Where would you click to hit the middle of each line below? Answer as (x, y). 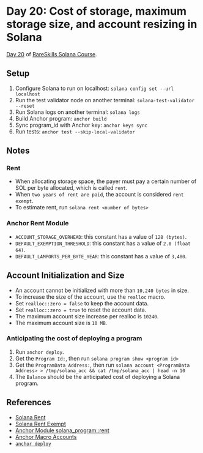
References (29, 402)
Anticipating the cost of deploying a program (74, 339)
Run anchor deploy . (39, 352)
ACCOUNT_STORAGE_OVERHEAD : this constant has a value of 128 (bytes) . (101, 236)
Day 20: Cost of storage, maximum (97, 11)
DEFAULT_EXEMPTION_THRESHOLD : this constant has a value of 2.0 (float (103, 243)
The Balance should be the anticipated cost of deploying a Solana (98, 376)
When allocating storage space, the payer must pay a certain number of (106, 181)
